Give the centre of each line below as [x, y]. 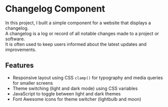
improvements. [21, 49]
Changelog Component [55, 9]
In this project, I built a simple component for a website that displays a [78, 23]
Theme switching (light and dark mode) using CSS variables [75, 88]
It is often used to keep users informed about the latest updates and [76, 44]
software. [15, 39]
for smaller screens [33, 83]
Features [19, 65]
